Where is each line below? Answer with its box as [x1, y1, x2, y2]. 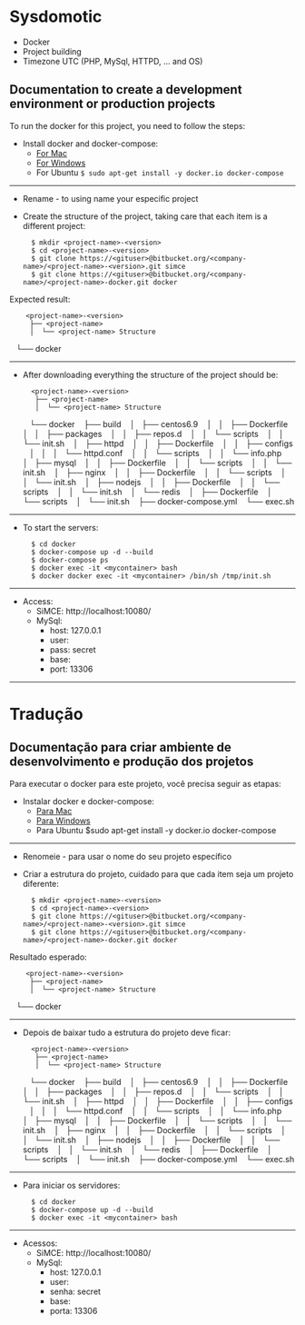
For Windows [35, 157, 86, 168]
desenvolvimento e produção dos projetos [9, 754, 254, 770]
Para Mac [35, 805, 73, 816]
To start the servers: [22, 522, 99, 533]
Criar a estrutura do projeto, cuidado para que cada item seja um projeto [22, 868, 294, 879]
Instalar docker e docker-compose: [22, 795, 154, 806]
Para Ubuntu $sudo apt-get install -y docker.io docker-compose [35, 824, 277, 835]
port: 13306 [49, 663, 93, 674]
